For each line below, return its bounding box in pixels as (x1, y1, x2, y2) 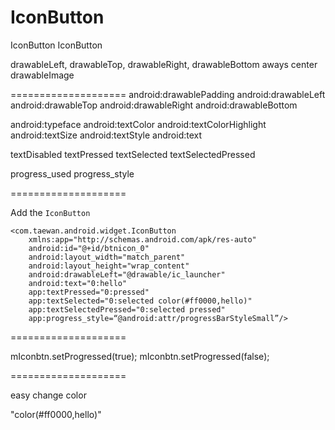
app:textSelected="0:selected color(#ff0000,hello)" (28, 296, 253, 306)
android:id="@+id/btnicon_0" (28, 243, 150, 253)
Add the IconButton (10, 206, 91, 218)
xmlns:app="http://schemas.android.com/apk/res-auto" (28, 234, 257, 245)
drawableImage (10, 69, 75, 81)
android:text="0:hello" (28, 278, 128, 288)
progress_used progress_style (10, 167, 135, 180)
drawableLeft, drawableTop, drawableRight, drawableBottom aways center (10, 58, 318, 70)
